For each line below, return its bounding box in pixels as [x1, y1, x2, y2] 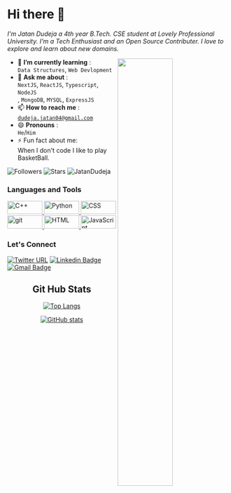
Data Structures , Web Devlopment [17, 65, 113, 74]
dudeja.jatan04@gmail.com [17, 114, 93, 121]
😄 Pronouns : [17, 121, 58, 129]
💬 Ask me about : [17, 73, 69, 81]
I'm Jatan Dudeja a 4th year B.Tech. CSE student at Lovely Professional [7, 29, 215, 38]
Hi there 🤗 [7, 6, 65, 22]
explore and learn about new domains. [7, 44, 119, 53]
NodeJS [17, 89, 37, 96]
